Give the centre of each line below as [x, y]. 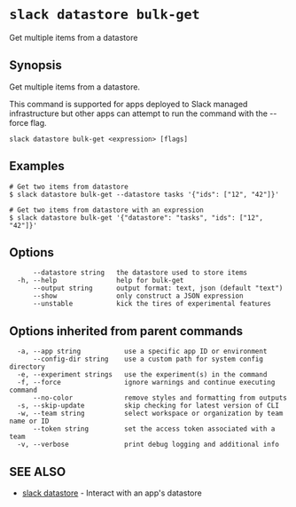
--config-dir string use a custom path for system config [148, 359]
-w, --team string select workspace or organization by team [150, 414]
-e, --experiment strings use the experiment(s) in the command [142, 375]
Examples [37, 166]
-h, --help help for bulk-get [101, 281]
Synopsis [35, 65]
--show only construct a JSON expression [138, 296]
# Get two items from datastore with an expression [106, 210]
